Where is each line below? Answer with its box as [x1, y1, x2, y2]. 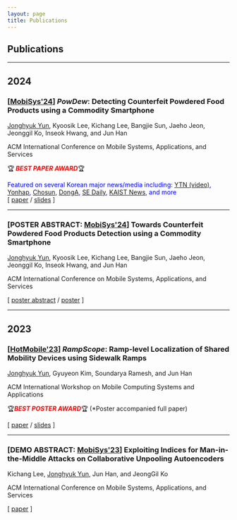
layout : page [7, 10, 46, 18]
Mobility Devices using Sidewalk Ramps [7, 353, 147, 362]
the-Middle [7, 454, 47, 463]
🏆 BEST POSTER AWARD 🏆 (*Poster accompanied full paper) [7, 404, 188, 413]
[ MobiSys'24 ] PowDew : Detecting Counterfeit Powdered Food [7, 96, 224, 106]
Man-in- [200, 444, 229, 454]
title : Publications [7, 17, 68, 24]
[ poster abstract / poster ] [7, 296, 85, 305]
